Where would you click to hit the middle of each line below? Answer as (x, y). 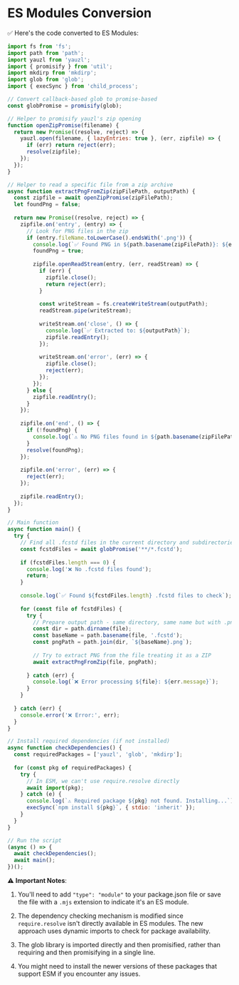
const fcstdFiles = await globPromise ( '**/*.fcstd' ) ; (101, 549)
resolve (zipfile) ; (53, 152)
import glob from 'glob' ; (46, 80)
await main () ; (34, 860)
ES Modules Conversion (79, 13)
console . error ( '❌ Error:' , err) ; (70, 715)
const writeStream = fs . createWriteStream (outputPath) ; (123, 304)
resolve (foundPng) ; (55, 450)
